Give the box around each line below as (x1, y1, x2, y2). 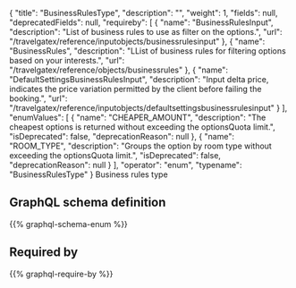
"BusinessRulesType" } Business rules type (9, 169, 168, 180)
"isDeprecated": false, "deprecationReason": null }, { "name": (9, 131, 235, 141)
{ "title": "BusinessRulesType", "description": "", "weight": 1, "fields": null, (9, 8, 279, 18)
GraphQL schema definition (9, 195, 166, 210)
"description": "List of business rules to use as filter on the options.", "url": (9, 27, 283, 37)
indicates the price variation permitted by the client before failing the (9, 84, 262, 94)
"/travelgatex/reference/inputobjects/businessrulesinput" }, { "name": (9, 36, 266, 47)
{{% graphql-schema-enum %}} (9, 218, 128, 229)
